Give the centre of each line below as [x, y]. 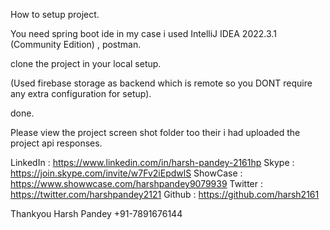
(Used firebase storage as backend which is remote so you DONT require [161, 83]
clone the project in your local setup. [86, 63]
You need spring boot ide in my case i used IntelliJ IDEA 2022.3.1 [143, 33]
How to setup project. [55, 14]
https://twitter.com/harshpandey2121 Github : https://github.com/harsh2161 [165, 194]
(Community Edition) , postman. [76, 44]
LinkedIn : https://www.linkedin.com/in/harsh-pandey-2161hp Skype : [152, 162]
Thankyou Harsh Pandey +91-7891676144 [96, 213]
